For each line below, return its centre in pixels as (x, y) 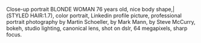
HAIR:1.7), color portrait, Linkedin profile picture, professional (106, 16)
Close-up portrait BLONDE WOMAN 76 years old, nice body (81, 9)
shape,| (165, 9)
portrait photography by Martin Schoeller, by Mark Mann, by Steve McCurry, (101, 22)
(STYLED (18, 16)
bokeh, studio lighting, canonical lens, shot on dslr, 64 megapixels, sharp (97, 28)
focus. (14, 35)
